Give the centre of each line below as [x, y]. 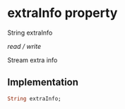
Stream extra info [32, 60]
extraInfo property [63, 13]
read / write [24, 46]
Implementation [43, 82]
